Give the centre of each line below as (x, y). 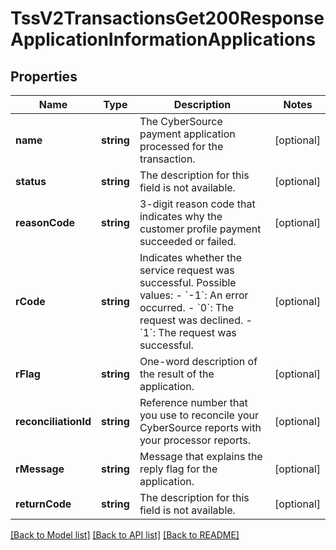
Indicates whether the (191, 257)
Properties (44, 76)
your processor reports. (195, 440)
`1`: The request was (188, 332)
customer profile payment (200, 229)
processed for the (181, 146)
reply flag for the (178, 469)
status (31, 181)
